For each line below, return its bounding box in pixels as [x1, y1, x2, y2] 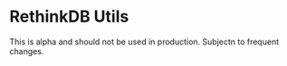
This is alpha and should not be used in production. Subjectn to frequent [9, 36, 279, 47]
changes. [9, 45, 44, 56]
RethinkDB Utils [9, 6, 129, 27]
